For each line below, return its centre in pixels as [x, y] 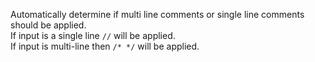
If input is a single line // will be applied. [93, 35]
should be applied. [48, 25]
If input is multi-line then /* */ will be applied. [105, 46]
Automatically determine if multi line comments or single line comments [157, 14]
